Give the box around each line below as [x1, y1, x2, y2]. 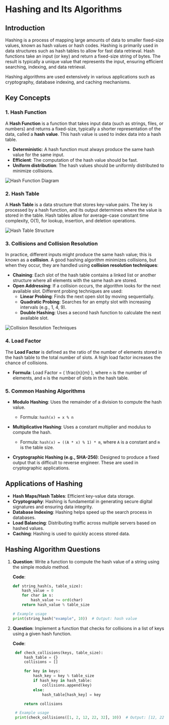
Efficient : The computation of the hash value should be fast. [12, 157, 138, 163]
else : [33, 687, 45, 693]
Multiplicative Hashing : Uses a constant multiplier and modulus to [12, 423, 151, 430]
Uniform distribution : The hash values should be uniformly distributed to [12, 162, 164, 168]
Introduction [5, 24, 45, 32]
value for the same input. [12, 152, 65, 158]
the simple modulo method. [12, 564, 70, 570]
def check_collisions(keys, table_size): [15, 650, 103, 655]
